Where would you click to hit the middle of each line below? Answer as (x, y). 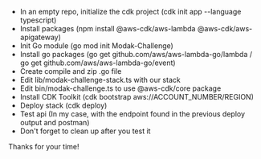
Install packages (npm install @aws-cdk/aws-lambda (108, 29)
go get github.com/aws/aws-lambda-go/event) (98, 63)
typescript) (38, 20)
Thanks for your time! (44, 147)
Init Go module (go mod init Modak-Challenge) (97, 46)
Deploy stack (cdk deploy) (63, 105)
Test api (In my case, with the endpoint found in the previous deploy (133, 114)
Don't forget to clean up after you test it (85, 131)
